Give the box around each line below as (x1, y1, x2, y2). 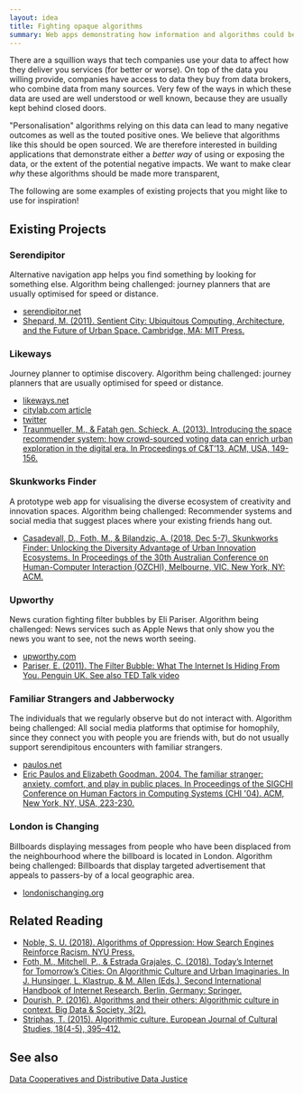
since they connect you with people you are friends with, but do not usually (9, 733, 289, 743)
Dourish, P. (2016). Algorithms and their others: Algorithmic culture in (22, 995, 280, 1005)
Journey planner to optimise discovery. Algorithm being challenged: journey (9, 368, 291, 379)
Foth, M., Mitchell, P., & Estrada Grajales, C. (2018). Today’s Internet (22, 957, 273, 967)
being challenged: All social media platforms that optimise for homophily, (9, 723, 280, 733)
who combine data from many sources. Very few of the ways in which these (9, 83, 292, 95)
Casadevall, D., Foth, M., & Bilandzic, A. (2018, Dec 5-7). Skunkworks (22, 532, 279, 543)
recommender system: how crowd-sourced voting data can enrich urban (22, 434, 293, 444)
